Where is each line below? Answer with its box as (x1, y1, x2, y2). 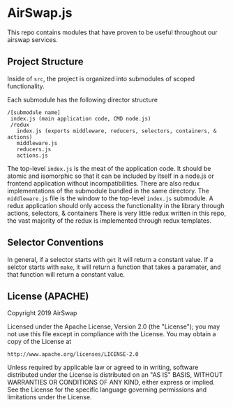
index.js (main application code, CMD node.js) (10, 115, 151, 122)
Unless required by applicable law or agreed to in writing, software (7, 363, 199, 372)
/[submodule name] (7, 109, 61, 116)
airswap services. (7, 35, 58, 43)
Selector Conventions (7, 237, 104, 249)
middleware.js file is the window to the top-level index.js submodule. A (7, 194, 214, 202)
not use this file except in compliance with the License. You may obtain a (7, 330, 216, 338)
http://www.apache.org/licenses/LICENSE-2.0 (7, 351, 139, 358)
